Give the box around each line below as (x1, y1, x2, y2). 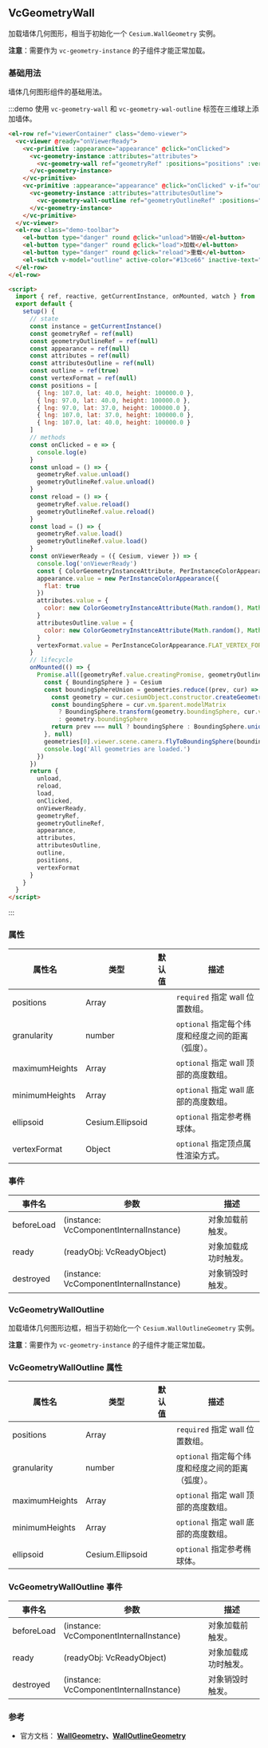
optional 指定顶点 (175, 1138, 243, 1149)
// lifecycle (29, 656, 73, 665)
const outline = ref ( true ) (29, 367, 120, 375)
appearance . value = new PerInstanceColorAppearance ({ (37, 574, 219, 582)
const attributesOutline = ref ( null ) (29, 359, 156, 368)
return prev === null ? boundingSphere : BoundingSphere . (50, 723, 248, 731)
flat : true (43, 582, 81, 590)
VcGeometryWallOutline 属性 (8, 1362, 123, 1373)
